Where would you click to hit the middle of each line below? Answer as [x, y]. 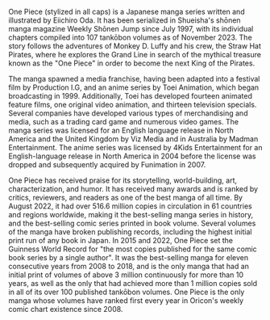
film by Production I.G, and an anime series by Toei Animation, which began [134, 87]
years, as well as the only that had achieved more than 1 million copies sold [133, 283]
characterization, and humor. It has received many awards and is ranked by [133, 189]
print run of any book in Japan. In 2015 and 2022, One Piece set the [121, 240]
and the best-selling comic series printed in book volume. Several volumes [132, 223]
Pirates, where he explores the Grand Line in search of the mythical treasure [135, 55]
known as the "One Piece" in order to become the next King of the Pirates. [132, 63]
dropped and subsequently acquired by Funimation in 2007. [107, 164]
